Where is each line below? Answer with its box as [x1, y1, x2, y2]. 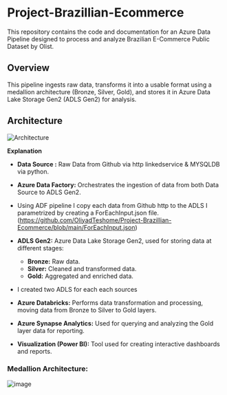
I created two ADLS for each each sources [17, 285, 138, 293]
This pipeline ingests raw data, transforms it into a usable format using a [7, 81, 212, 89]
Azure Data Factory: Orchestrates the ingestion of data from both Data [17, 180, 219, 189]
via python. [17, 167, 50, 175]
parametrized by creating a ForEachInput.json [17, 209, 147, 217]
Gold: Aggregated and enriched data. [27, 272, 134, 280]
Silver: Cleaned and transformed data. [27, 264, 137, 273]
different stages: [17, 244, 64, 252]
